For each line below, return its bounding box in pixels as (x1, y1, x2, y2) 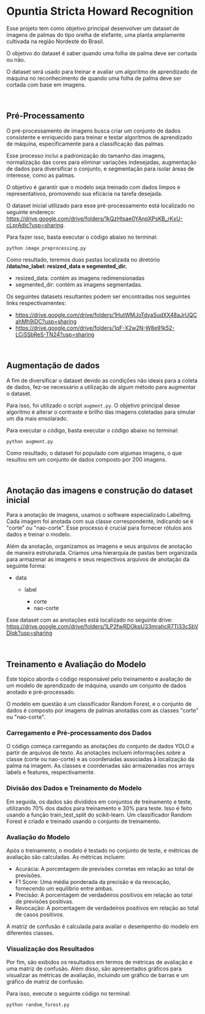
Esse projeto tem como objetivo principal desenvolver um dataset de (6, 25, 179, 32)
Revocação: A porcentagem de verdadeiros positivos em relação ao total (15, 904, 199, 912)
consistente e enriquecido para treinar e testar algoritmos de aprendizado (6, 133, 193, 141)
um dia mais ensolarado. (6, 414, 69, 422)
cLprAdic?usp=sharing (6, 221, 64, 228)
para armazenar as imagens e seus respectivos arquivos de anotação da (6, 555, 190, 563)
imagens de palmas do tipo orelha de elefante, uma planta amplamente (6, 31, 185, 38)
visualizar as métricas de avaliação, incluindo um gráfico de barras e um (6, 972, 189, 979)
